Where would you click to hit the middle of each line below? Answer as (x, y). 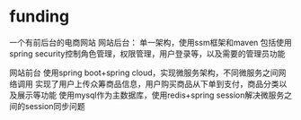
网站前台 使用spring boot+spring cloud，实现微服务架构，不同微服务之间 (144, 73)
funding (40, 17)
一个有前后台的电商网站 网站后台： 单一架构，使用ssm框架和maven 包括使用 (150, 42)
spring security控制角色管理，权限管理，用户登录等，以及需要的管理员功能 (147, 53)
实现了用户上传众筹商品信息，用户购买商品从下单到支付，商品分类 (157, 83)
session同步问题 (55, 106)
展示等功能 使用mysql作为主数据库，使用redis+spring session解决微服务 (150, 95)
